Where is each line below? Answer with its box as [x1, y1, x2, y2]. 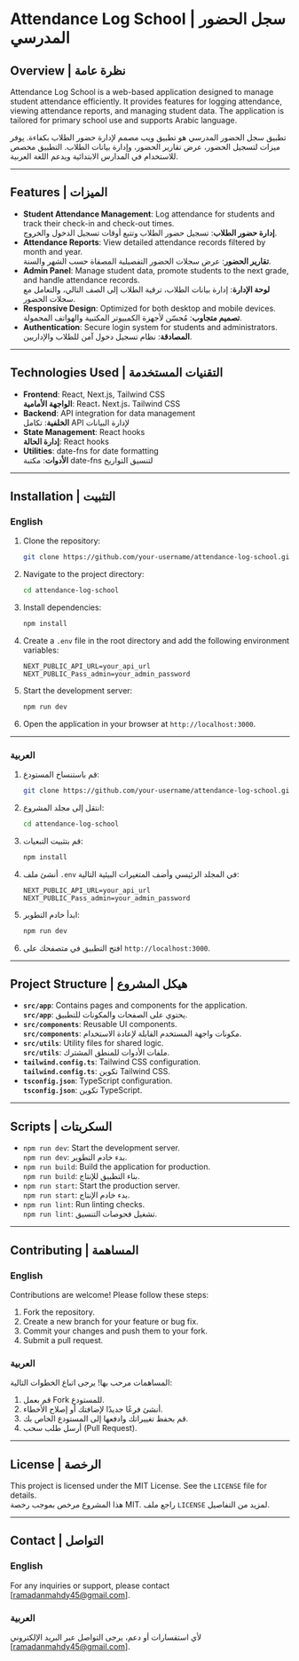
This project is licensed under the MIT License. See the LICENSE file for [10, 1481, 267, 1491]
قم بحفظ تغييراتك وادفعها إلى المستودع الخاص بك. [22, 1413, 189, 1424]
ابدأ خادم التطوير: [22, 909, 81, 920]
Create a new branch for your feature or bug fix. [22, 1316, 199, 1326]
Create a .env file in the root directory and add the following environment [22, 635, 290, 645]
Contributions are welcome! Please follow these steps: [10, 1289, 209, 1300]
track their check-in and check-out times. [22, 218, 175, 228]
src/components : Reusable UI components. [22, 1019, 177, 1030]
